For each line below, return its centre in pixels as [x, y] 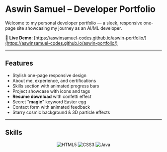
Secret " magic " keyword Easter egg [49, 102]
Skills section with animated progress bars [56, 86]
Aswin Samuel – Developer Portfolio [80, 9]
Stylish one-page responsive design [49, 75]
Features [19, 63]
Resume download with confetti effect [52, 96]
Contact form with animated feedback [51, 107]
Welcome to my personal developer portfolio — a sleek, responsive [74, 23]
